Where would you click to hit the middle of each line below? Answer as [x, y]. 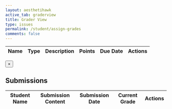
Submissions [26, 81]
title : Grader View [26, 19]
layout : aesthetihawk [28, 10]
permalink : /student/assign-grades [43, 29]
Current [128, 95]
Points [87, 51]
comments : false [23, 34]
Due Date [112, 51]
